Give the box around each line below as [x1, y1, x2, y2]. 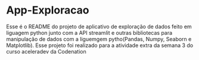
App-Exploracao [6, 4, 89, 17]
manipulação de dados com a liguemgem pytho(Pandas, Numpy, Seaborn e [6, 35, 192, 42]
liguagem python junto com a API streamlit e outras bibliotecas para [6, 29, 173, 36]
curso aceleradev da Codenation [6, 48, 86, 55]
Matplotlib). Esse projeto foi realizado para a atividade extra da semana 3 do [6, 42, 194, 49]
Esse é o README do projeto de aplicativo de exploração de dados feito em [6, 23, 192, 30]
